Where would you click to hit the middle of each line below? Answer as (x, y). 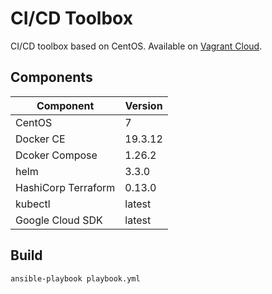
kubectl (33, 204)
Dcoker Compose (56, 155)
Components (51, 77)
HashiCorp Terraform (65, 187)
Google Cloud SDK (59, 220)
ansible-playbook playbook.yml (75, 278)
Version (143, 105)
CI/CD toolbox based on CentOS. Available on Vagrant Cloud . (136, 46)
